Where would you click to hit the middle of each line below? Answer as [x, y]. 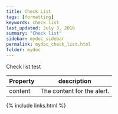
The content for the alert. [75, 90]
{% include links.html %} [36, 105]
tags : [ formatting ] [30, 17]
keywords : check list [33, 22]
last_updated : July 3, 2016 [41, 28]
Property [22, 81]
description [75, 81]
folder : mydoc [24, 50]
